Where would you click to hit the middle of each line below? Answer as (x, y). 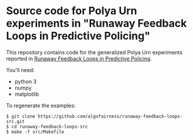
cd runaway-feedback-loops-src (50, 126)
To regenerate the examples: (41, 105)
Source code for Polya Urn (71, 11)
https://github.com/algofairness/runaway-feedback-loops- (110, 116)
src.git (16, 121)
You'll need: (21, 70)
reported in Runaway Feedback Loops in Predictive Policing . (79, 58)
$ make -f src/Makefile (35, 132)
